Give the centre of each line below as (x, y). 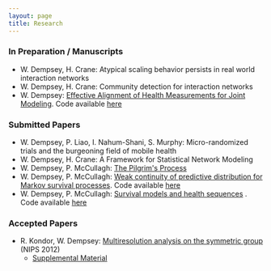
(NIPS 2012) (40, 250)
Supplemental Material (70, 258)
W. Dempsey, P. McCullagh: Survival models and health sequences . (133, 194)
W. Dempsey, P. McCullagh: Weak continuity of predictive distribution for (141, 177)
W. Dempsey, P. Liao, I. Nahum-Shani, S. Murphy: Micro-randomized (134, 142)
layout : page (30, 16)
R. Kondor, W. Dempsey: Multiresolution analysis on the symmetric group (142, 241)
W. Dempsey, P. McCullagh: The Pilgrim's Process (104, 168)
